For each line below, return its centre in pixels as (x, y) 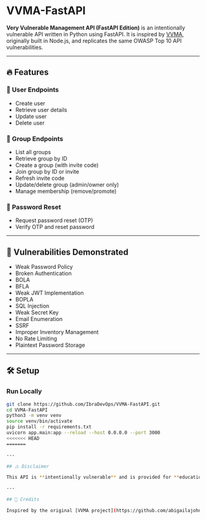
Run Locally (24, 392)
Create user (30, 103)
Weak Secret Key (37, 312)
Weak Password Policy (44, 267)
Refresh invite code (40, 178)
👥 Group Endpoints (35, 139)
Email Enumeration (39, 319)
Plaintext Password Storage (50, 345)
